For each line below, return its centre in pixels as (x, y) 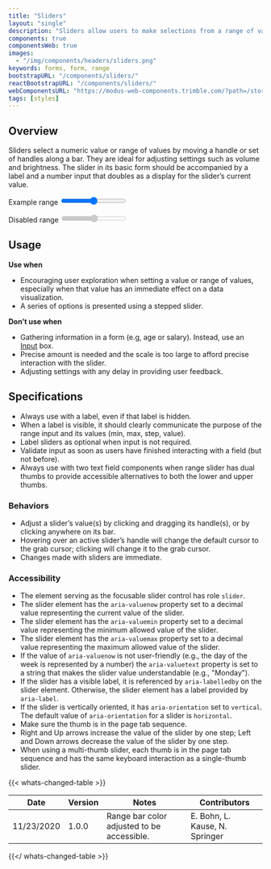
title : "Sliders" (38, 16)
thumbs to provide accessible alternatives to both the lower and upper (137, 476)
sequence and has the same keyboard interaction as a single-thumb (133, 759)
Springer (207, 837)
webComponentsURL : (39, 91)
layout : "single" (38, 23)
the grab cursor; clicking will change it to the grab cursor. (115, 548)
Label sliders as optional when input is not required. (106, 442)
